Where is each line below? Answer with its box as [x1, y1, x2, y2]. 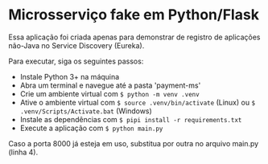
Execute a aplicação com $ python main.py [19, 123, 163, 133]
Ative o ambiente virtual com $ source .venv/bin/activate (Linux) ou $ [19, 97, 256, 107]
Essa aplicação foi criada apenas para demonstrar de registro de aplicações [8, 32, 261, 42]
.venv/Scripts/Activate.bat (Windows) [19, 106, 153, 116]
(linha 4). [8, 147, 39, 157]
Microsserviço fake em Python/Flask [8, 6, 260, 24]
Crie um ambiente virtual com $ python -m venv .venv [19, 88, 200, 98]
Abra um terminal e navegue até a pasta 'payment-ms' [19, 80, 201, 90]
